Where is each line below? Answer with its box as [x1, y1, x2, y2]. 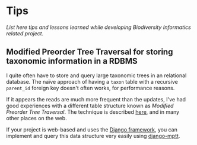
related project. [6, 29, 44, 37]
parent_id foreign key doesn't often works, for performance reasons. [6, 84, 175, 91]
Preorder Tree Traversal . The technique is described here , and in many [6, 108, 180, 116]
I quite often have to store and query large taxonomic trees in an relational [6, 72, 187, 79]
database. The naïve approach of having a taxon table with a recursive [6, 78, 178, 85]
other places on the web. [6, 114, 67, 121]
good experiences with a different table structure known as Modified [6, 102, 174, 109]
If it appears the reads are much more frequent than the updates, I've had [6, 95, 186, 103]
